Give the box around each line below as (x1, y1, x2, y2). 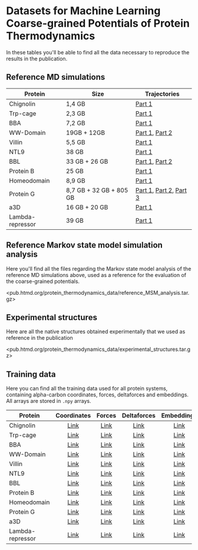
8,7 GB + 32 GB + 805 (65, 186, 128, 194)
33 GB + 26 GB (65, 157, 108, 165)
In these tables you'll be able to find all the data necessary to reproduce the (6, 48, 190, 56)
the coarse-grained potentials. (6, 278, 80, 285)
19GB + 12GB (65, 128, 105, 136)
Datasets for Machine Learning (6, 4, 161, 18)
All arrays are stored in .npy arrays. (6, 398, 91, 405)
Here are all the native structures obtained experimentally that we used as (6, 328, 186, 335)
